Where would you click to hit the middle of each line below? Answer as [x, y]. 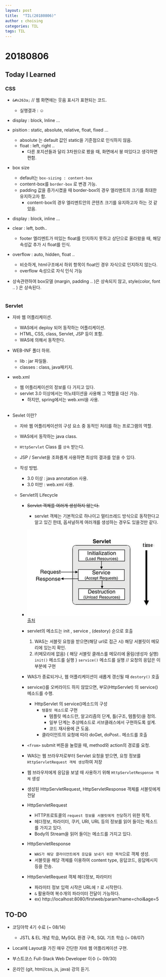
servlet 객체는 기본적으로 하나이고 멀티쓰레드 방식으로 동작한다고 [97, 516]
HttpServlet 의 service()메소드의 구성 [71, 704]
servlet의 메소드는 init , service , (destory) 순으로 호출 [80, 631]
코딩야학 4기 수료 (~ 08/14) [39, 927]
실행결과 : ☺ [32, 110]
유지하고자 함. [33, 196]
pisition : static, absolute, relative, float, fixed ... [60, 130]
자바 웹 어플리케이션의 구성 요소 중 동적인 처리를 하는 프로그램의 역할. [86, 426]
